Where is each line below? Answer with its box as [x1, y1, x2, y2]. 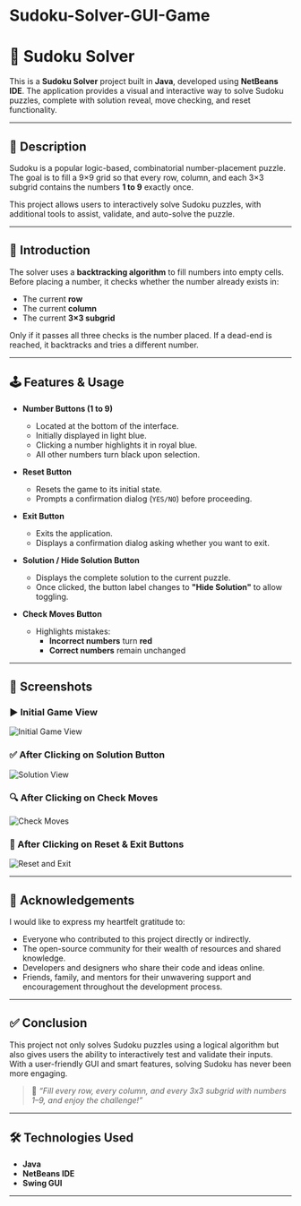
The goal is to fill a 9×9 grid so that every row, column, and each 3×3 [9, 172, 264, 183]
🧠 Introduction [9, 243, 91, 258]
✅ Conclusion [9, 1015, 88, 1031]
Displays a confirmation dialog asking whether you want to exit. [35, 537, 271, 548]
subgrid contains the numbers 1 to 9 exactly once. [9, 181, 194, 192]
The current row [21, 293, 83, 304]
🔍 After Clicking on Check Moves [9, 791, 159, 804]
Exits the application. [35, 527, 114, 538]
